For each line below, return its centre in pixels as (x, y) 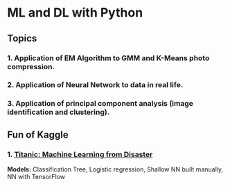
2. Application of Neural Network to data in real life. (95, 85)
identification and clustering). (59, 112)
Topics (22, 38)
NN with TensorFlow (36, 177)
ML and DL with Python (75, 13)
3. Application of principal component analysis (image (100, 104)
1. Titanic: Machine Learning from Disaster (80, 154)
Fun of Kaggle (38, 134)
